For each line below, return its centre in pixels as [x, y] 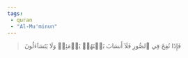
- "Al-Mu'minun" [34, 26]
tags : [15, 13]
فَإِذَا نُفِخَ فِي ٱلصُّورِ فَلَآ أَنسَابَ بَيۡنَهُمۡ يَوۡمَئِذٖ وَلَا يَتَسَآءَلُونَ [102, 46]
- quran [21, 20]
